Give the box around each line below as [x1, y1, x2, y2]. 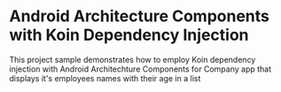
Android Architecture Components [9, 6, 270, 27]
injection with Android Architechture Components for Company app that [9, 64, 272, 74]
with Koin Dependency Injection [9, 25, 249, 45]
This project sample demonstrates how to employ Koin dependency [9, 54, 256, 65]
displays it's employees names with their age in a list [9, 73, 201, 83]
